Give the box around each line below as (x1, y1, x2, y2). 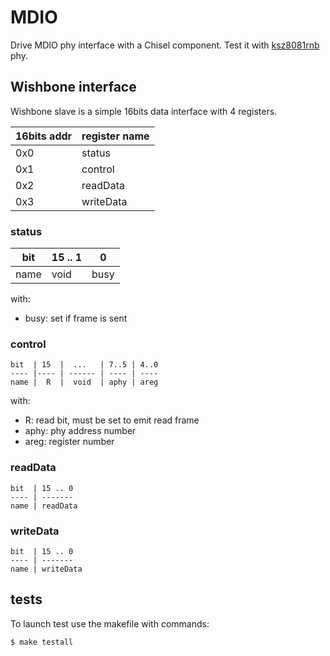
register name (81, 129, 150, 143)
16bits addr (15, 129, 73, 143)
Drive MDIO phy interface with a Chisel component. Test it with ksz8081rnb (10, 39, 320, 51)
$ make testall (10, 637, 74, 647)
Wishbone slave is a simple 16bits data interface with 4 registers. (10, 105, 278, 117)
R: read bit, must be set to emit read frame (24, 414, 200, 426)
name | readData (10, 501, 78, 511)
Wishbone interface (10, 79, 137, 96)
